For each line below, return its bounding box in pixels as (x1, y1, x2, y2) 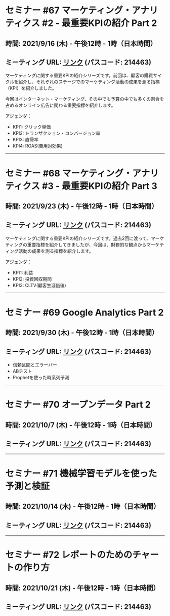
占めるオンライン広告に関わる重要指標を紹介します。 (5, 102, 116, 108)
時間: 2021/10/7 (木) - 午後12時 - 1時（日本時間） (5, 420, 157, 429)
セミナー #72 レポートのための (5, 549, 133, 561)
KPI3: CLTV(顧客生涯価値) (12, 282, 67, 288)
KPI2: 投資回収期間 (12, 275, 52, 282)
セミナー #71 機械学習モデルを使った (5, 468, 157, 479)
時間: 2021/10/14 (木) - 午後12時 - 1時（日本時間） (5, 502, 160, 511)
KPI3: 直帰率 (12, 137, 39, 143)
